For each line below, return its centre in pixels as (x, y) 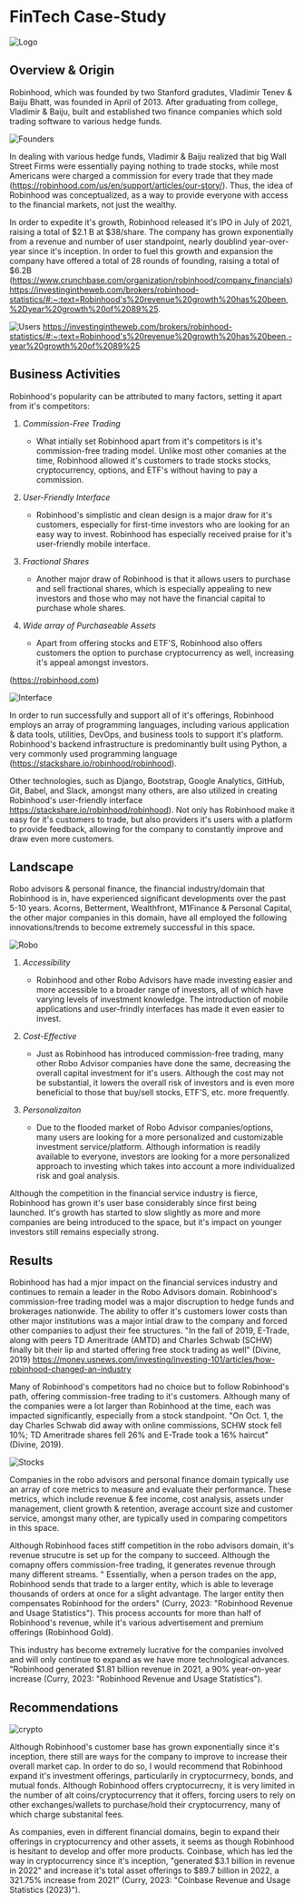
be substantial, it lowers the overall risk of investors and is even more (165, 1083)
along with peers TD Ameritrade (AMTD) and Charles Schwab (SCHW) (141, 1340)
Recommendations (64, 1707)
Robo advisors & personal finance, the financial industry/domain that (137, 889)
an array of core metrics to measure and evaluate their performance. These (151, 1489)
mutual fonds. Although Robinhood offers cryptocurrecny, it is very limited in (152, 1785)
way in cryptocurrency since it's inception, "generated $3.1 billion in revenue (152, 1861)
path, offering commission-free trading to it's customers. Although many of (150, 1397)
